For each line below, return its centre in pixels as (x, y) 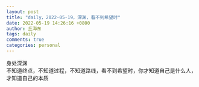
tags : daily (21, 34)
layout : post (23, 12)
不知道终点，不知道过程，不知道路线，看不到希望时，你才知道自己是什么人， (101, 70)
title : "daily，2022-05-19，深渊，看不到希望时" (63, 17)
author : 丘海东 (24, 28)
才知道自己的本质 (27, 78)
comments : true (25, 40)
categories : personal (33, 46)
